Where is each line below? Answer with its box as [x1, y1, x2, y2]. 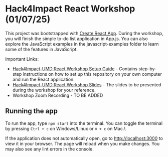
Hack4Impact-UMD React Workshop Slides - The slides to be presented [12, 81, 161, 88]
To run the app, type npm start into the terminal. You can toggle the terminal [5, 120, 163, 126]
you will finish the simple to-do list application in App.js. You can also [5, 36, 148, 42]
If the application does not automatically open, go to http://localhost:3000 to [5, 135, 163, 141]
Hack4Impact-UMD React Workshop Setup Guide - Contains [12, 66, 138, 72]
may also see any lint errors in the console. [5, 146, 94, 152]
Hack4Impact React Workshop [5, 3, 135, 15]
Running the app [5, 107, 58, 115]
